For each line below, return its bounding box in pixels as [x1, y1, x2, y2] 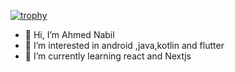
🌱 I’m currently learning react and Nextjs [24, 50, 192, 62]
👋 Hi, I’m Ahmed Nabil [24, 29, 115, 40]
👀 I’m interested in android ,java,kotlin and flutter [24, 40, 225, 51]
